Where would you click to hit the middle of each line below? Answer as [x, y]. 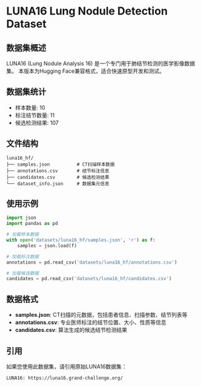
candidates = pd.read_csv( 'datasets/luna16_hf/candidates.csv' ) [89, 279]
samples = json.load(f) [47, 246]
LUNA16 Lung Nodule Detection [87, 11]
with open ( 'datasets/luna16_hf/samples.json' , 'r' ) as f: [81, 240]
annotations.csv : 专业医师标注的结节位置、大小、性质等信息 [91, 322]
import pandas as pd [32, 224]
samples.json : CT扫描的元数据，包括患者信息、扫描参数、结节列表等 [101, 315]
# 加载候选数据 [23, 273]
